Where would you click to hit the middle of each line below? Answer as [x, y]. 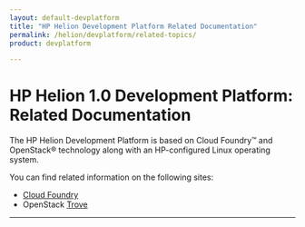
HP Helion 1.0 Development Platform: [151, 96]
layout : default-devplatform [64, 18]
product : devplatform [50, 43]
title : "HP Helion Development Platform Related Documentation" [133, 26]
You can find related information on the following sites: [112, 177]
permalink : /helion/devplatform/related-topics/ [103, 35]
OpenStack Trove [55, 204]
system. [24, 160]
